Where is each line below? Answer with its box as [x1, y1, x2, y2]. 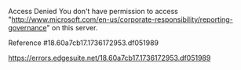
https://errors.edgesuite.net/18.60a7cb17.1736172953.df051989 [8, 54, 211, 62]
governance [8, 23, 47, 32]
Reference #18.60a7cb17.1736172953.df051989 [8, 38, 159, 47]
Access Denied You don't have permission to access [8, 7, 178, 16]
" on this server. [46, 23, 98, 32]
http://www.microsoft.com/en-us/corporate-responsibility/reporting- [11, 15, 233, 24]
